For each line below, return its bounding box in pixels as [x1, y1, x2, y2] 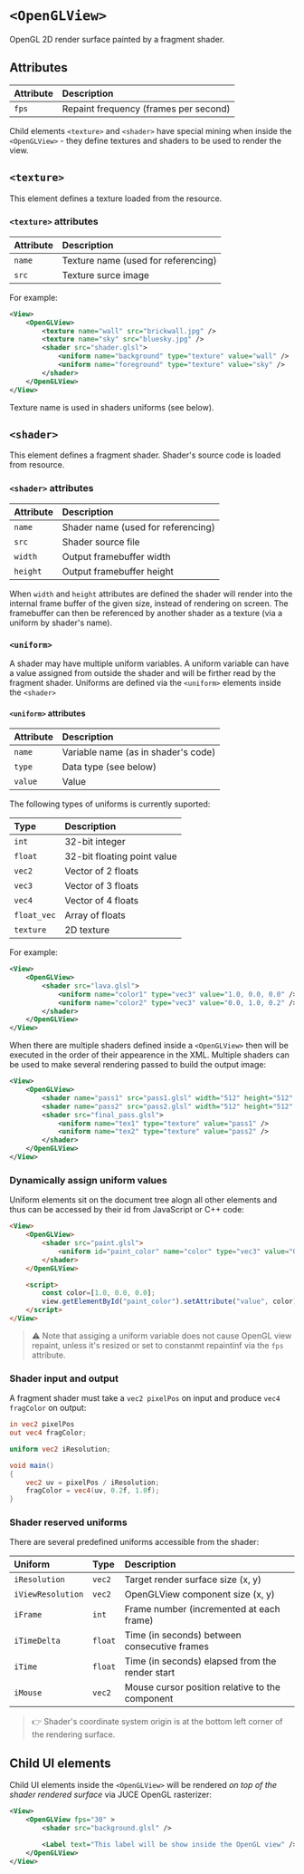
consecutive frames [124, 1640, 210, 1653]
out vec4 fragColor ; [9, 1428, 88, 1438]
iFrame [14, 1609, 43, 1620]
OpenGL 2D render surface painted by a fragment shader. [9, 34, 225, 44]
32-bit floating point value [64, 850, 178, 863]
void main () [9, 1461, 54, 1470]
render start [124, 1666, 175, 1679]
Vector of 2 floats [64, 865, 138, 877]
